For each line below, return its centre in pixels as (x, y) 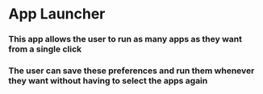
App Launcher (57, 14)
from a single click (45, 49)
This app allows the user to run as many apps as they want (125, 39)
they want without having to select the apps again (108, 81)
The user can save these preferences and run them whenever (131, 71)
